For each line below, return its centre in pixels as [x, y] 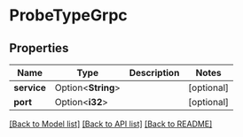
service [30, 88]
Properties [39, 48]
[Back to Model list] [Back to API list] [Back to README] [111, 124]
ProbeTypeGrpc [69, 15]
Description [154, 73]
